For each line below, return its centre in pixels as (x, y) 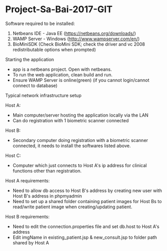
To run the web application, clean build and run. (62, 74)
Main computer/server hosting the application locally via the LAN (80, 115)
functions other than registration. (47, 171)
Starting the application (30, 59)
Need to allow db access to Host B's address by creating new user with (87, 190)
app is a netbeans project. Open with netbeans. (62, 69)
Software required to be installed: (40, 23)
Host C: (13, 155)
